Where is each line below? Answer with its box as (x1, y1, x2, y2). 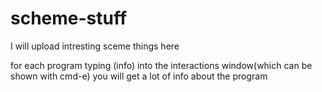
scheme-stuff (10, 7, 128, 30)
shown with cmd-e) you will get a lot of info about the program (10, 70, 268, 82)
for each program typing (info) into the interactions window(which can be (10, 59, 313, 71)
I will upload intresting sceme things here (10, 40, 180, 52)
